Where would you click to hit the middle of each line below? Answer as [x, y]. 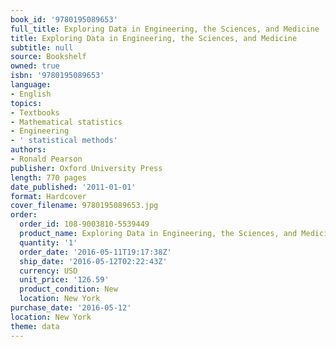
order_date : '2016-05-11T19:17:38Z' [95, 252]
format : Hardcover [48, 196]
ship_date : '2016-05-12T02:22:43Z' [93, 261]
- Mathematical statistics [66, 122]
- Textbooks [35, 112]
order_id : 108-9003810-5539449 [84, 224]
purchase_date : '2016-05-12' [71, 308]
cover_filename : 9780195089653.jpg [84, 206]
